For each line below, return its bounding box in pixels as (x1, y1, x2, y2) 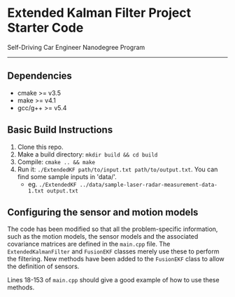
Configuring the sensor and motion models (7, 206, 199, 218)
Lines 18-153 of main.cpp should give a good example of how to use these (7, 276, 220, 284)
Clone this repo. (17, 143, 64, 151)
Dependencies (7, 70, 72, 82)
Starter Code (7, 20, 84, 36)
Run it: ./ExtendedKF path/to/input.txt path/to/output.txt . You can (17, 165, 218, 173)
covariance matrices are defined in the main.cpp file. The (7, 240, 171, 249)
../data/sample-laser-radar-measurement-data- (79, 181, 218, 188)
